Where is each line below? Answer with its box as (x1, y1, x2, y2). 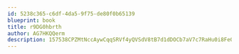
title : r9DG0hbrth (7, 23, 62, 30)
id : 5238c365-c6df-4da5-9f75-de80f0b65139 (7, 10, 135, 18)
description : (7, 36, 46, 43)
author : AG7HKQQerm (7, 29, 65, 37)
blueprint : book (7, 17, 55, 24)
